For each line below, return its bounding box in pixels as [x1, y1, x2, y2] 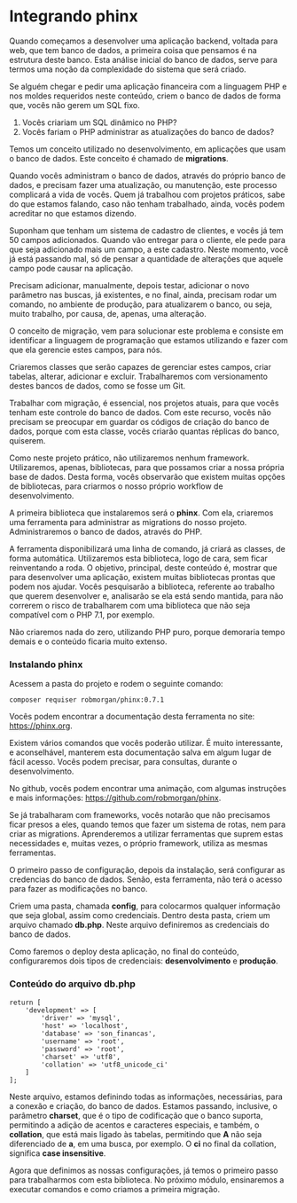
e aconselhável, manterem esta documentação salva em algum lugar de [9, 747, 272, 758]
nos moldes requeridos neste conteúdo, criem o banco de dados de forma [9, 90, 281, 101]
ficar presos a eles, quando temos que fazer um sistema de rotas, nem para [9, 819, 286, 830]
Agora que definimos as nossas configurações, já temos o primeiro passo [9, 1165, 278, 1175]
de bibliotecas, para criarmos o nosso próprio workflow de [9, 481, 223, 491]
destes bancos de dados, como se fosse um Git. [9, 380, 186, 391]
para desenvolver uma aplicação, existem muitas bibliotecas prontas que [9, 571, 276, 582]
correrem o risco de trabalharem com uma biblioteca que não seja [9, 600, 251, 610]
